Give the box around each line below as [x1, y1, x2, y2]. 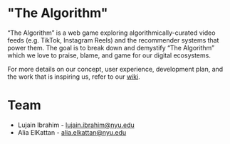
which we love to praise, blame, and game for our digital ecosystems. [7, 51, 211, 60]
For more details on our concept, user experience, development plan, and [7, 65, 224, 73]
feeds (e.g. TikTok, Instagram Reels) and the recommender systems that [7, 35, 219, 44]
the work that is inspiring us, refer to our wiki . [7, 72, 140, 81]
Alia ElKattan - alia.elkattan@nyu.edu [17, 128, 127, 136]
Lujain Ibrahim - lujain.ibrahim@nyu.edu [17, 121, 135, 129]
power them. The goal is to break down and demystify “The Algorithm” [7, 43, 215, 52]
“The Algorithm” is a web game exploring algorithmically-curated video [7, 28, 216, 37]
